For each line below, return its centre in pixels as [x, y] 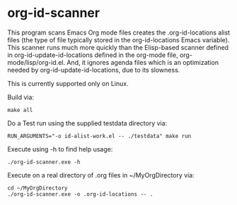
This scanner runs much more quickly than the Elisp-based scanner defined [118, 47]
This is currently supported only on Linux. [68, 83]
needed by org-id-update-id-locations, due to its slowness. [94, 70]
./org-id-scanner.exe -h [44, 162]
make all [20, 110]
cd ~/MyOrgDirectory [38, 188]
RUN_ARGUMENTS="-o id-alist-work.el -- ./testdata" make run [99, 136]
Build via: [21, 97]
